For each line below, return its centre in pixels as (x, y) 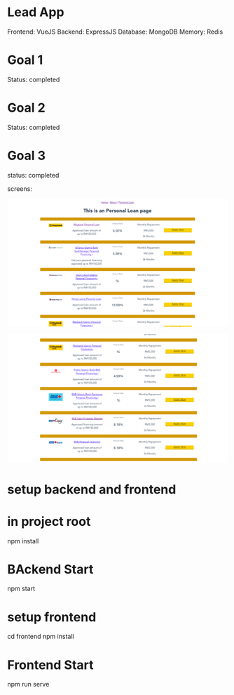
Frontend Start (50, 665)
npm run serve (28, 684)
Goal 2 (26, 108)
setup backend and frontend (92, 489)
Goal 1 (25, 60)
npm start (21, 589)
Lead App (36, 12)
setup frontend (52, 617)
